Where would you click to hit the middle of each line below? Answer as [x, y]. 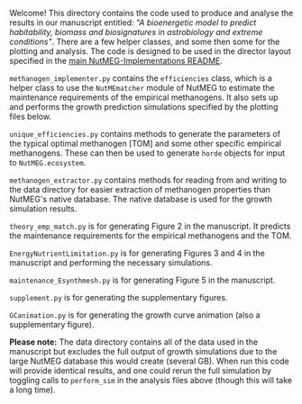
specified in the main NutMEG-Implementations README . [116, 61]
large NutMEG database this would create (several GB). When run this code [150, 361]
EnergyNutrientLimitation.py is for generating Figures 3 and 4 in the [137, 253]
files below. [31, 117]
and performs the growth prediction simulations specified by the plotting [144, 107]
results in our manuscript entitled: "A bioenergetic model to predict [133, 22]
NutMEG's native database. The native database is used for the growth [141, 199]
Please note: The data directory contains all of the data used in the [134, 342]
